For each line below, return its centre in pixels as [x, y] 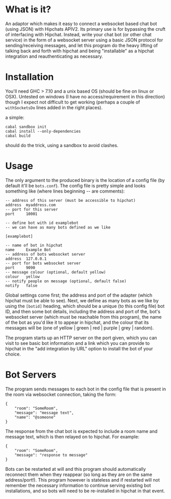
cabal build [18, 136]
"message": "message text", [44, 413]
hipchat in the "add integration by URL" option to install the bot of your [79, 348]
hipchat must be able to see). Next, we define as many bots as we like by [82, 300]
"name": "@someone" [35, 417]
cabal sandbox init [26, 127]
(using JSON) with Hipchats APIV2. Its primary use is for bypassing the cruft [86, 29]
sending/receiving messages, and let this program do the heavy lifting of [82, 45]
